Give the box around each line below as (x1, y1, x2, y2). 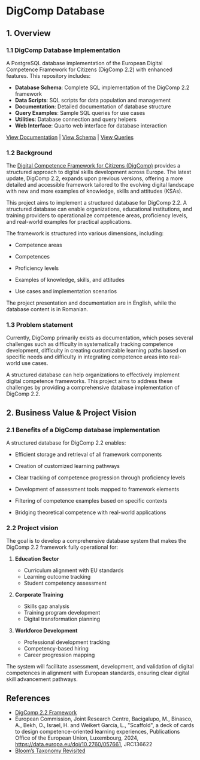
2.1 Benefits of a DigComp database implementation (6, 425, 160, 434)
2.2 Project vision (6, 524, 59, 532)
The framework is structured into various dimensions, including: (6, 230, 163, 237)
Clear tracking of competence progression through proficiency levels (14, 474, 186, 481)
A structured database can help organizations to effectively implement (6, 371, 180, 378)
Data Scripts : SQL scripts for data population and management (14, 96, 171, 104)
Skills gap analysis (23, 603, 70, 610)
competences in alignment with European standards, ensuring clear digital (6, 669, 190, 677)
